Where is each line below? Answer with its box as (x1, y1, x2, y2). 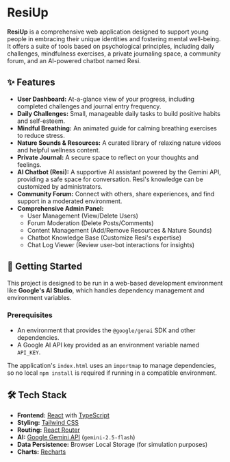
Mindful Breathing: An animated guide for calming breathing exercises (16, 124, 217, 132)
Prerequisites (7, 310, 53, 320)
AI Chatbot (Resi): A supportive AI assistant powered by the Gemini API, (16, 168, 221, 176)
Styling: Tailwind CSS (16, 418, 79, 426)
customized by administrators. (16, 182, 103, 190)
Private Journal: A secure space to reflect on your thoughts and (16, 153, 199, 161)
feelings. (16, 160, 42, 169)
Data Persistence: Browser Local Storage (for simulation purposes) (16, 440, 208, 448)
